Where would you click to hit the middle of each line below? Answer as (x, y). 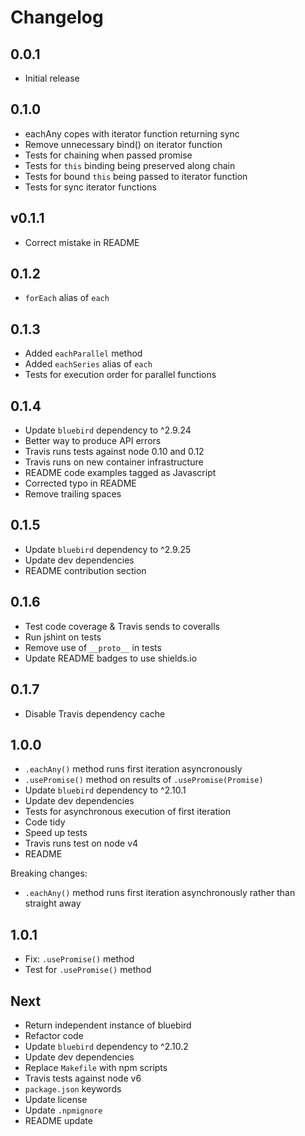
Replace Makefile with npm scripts (96, 1067)
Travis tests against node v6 (83, 1078)
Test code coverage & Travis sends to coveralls (122, 626)
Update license (56, 1099)
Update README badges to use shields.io (111, 658)
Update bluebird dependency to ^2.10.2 (106, 1046)
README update (58, 1120)
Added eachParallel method (83, 353)
